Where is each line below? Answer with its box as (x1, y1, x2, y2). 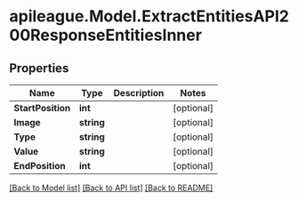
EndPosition (13, 160, 67, 172)
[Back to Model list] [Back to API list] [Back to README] (9, 182, 213, 193)
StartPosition (13, 102, 71, 114)
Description (113, 87, 165, 99)
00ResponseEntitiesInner (9, 25, 203, 45)
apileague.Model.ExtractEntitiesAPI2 (9, 6, 289, 27)
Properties (9, 60, 69, 76)
